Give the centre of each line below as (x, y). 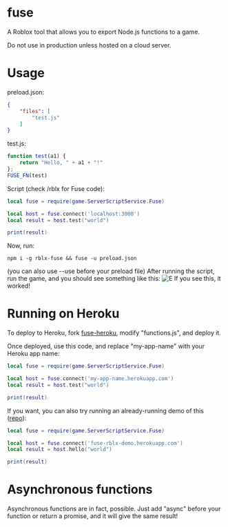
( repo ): (17, 418)
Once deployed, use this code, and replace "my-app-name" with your (106, 346)
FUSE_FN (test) (28, 175)
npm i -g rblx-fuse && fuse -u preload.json (72, 259)
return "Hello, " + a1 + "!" (61, 163)
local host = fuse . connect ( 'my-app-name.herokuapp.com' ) (91, 379)
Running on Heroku (63, 314)
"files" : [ (35, 111)
